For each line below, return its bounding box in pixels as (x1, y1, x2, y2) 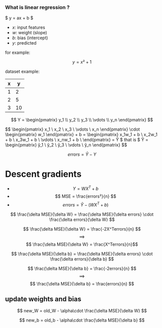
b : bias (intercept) (12, 35, 48, 41)
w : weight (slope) (12, 30, 47, 36)
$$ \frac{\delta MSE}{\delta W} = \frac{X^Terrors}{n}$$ (26, 241, 138, 247)
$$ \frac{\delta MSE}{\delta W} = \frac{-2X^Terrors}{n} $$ (23, 226, 141, 232)
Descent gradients (5, 168, 82, 180)
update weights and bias (5, 295, 81, 303)
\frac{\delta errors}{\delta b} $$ (50, 256, 114, 262)
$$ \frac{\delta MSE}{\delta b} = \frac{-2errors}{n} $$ (27, 265, 137, 271)
